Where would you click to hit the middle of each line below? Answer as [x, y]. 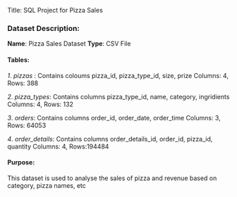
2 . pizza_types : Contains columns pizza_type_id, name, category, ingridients [119, 96]
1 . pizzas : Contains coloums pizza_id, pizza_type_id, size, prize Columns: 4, [118, 75]
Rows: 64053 [27, 125]
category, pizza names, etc [47, 185]
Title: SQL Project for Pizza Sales [55, 10]
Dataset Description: [43, 28]
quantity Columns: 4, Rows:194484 [58, 146]
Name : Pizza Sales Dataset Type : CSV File [69, 44]
